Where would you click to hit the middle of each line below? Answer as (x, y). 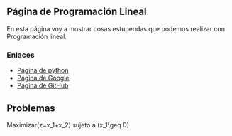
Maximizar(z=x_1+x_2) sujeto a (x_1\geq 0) (68, 125)
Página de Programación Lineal (77, 12)
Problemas (31, 108)
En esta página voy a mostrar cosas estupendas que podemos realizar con (116, 28)
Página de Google (43, 78)
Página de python (43, 70)
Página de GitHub (43, 85)
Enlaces (21, 55)
